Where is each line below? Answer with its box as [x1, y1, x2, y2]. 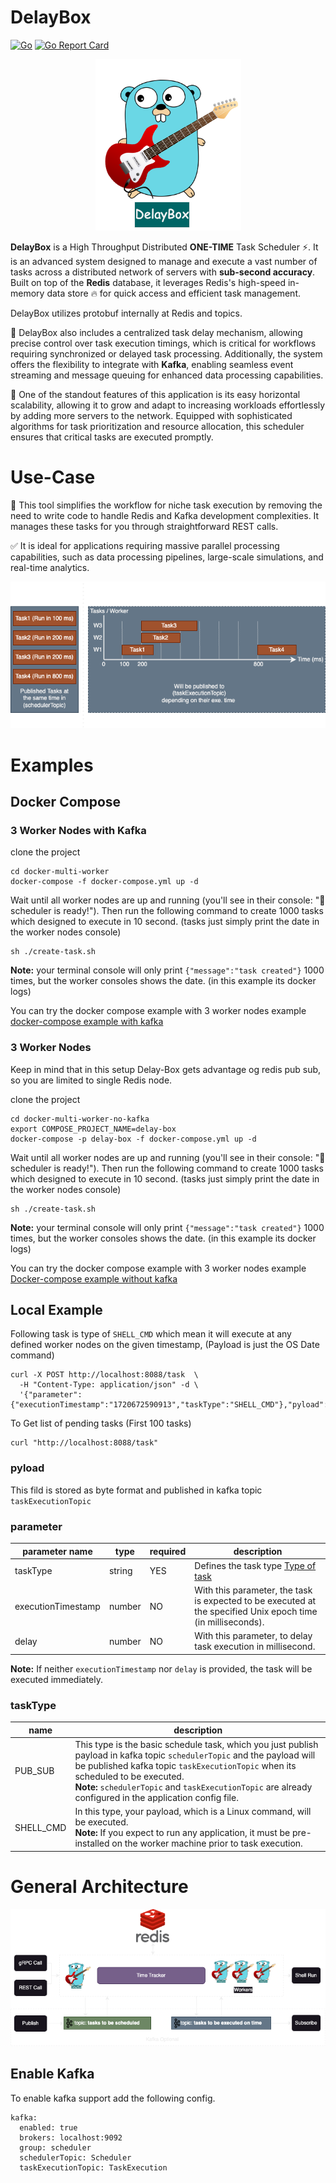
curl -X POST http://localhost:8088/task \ [10, 1370, 199, 1380]
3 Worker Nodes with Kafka [10, 823, 147, 837]
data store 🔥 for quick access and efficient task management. [46, 287, 301, 299]
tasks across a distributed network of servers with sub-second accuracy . [10, 266, 316, 278]
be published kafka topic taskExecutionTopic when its [74, 1759, 297, 1771]
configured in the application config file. [74, 1791, 239, 1803]
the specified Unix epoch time [194, 1606, 318, 1618]
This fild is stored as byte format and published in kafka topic [10, 1484, 263, 1496]
